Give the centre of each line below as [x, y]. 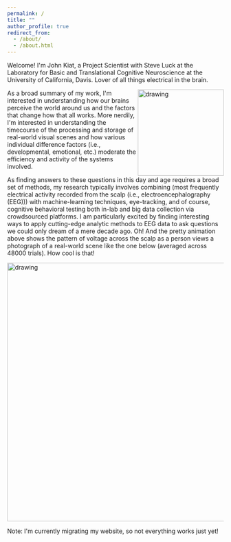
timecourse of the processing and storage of [70, 130]
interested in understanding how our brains [68, 100]
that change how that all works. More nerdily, [71, 115]
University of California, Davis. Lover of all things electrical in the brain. [108, 80]
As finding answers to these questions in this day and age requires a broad [113, 180]
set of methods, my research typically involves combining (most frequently [113, 187]
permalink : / [26, 13]
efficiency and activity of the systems [60, 159]
